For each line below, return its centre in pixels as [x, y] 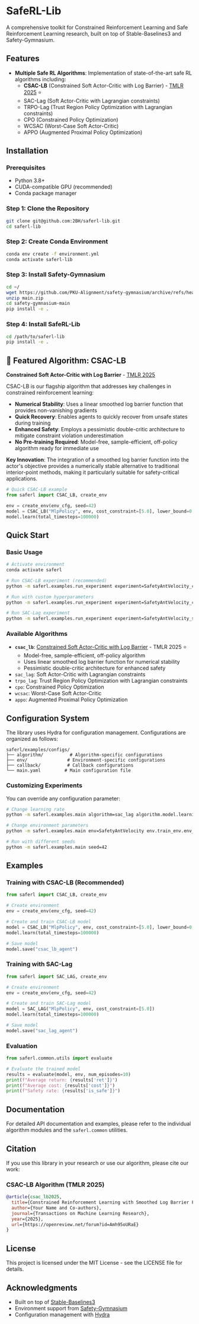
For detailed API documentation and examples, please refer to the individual [99, 1124]
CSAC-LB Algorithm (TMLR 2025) [55, 1185]
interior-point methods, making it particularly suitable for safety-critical [93, 472]
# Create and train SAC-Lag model [49, 1004]
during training [33, 423]
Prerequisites [26, 168]
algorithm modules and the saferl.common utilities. [67, 1130]
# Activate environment [36, 565]
